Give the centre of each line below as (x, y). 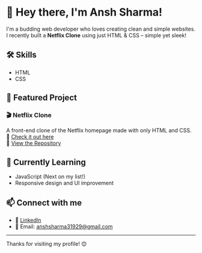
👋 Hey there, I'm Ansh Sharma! (84, 12)
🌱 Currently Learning (46, 162)
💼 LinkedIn (28, 220)
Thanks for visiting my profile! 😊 (47, 244)
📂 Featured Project (41, 98)
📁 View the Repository (34, 143)
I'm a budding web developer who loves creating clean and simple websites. (101, 29)
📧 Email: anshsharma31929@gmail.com (64, 227)
